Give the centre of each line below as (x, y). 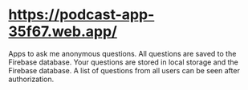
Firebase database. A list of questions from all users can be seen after (124, 70)
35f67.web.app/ (63, 31)
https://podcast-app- (81, 15)
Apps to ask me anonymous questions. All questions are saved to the (122, 53)
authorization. (31, 79)
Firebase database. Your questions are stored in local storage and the (123, 62)
